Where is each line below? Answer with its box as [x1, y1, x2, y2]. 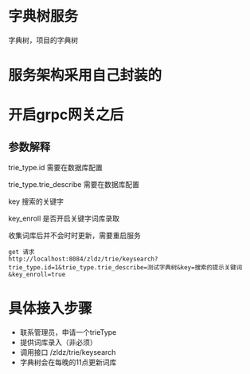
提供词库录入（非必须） [19, 337, 97, 348]
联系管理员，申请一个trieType [19, 328, 117, 337]
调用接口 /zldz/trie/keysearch [19, 348, 116, 357]
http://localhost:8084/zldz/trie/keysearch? [8, 255, 158, 264]
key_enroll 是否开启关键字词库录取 [8, 213, 119, 224]
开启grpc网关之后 [8, 105, 124, 124]
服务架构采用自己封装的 [8, 66, 162, 85]
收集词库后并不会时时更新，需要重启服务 [8, 231, 141, 241]
